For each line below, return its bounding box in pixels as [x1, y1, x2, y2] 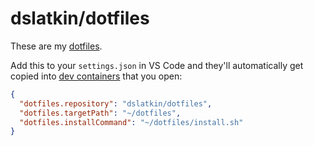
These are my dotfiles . [10, 40, 103, 52]
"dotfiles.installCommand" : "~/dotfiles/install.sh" [19, 117, 244, 127]
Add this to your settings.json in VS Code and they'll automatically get [10, 59, 304, 71]
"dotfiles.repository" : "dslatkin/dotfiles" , [19, 98, 213, 109]
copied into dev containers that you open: [10, 70, 183, 82]
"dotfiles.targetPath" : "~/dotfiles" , [19, 108, 182, 118]
